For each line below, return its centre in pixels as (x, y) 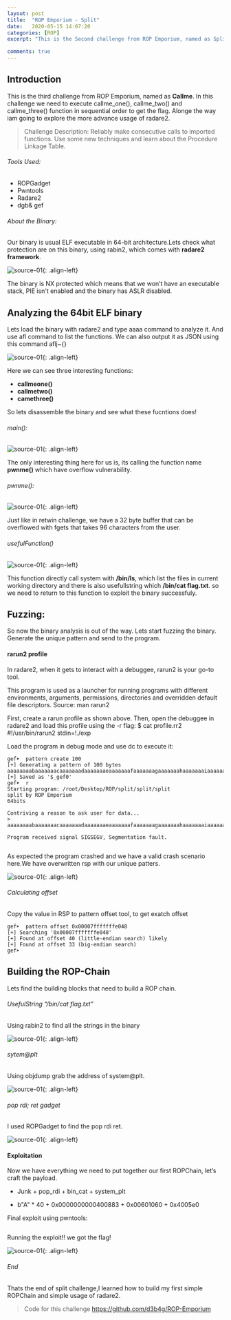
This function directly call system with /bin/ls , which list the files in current (113, 578)
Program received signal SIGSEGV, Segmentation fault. (87, 837)
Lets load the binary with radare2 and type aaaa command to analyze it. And (115, 329)
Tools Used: (24, 162)
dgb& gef (30, 205)
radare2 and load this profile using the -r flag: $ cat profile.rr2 (95, 725)
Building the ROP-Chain (59, 972)
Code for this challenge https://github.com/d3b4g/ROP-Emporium (117, 1309)
